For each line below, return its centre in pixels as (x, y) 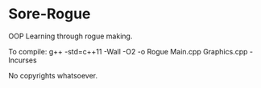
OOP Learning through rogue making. (70, 36)
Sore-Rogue (50, 14)
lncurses (23, 60)
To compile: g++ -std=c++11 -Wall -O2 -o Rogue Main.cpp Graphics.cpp (128, 51)
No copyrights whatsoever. (53, 75)
